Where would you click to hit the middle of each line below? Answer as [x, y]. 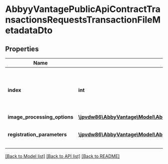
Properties [22, 49]
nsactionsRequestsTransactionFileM [83, 20]
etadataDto [29, 30]
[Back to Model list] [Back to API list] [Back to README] [62, 156]
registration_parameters [37, 134]
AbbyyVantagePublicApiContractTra [83, 9]
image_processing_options [40, 117]
